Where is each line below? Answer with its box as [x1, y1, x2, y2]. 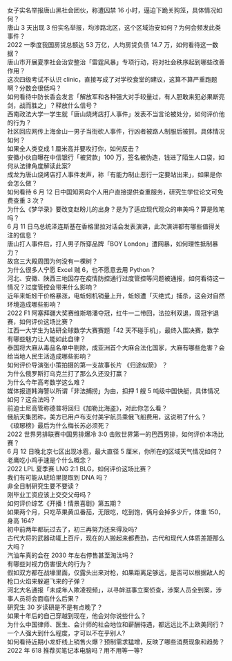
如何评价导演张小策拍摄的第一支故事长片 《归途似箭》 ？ [7, 361, 168, 369]
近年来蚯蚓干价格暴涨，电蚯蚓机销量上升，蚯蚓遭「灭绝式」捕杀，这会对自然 [7, 291, 225, 300]
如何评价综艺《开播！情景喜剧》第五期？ [7, 499, 122, 507]
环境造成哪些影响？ [7, 300, 62, 308]
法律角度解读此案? [19, 162, 71, 170]
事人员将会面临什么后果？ [7, 595, 80, 602]
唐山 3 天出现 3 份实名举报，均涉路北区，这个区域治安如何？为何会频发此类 [7, 24, 222, 31]
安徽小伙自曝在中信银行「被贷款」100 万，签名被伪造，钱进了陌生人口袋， [7, 153, 219, 161]
